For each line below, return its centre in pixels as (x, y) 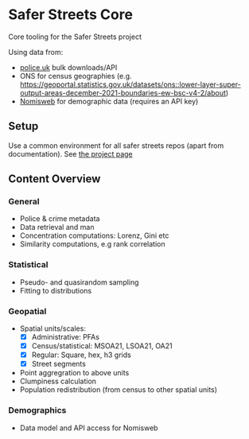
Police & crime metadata (60, 219)
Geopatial (27, 311)
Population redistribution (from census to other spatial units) (118, 390)
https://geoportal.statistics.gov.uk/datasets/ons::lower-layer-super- (130, 84)
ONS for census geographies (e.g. (76, 76)
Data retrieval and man (57, 227)
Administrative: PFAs (65, 337)
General (24, 202)
